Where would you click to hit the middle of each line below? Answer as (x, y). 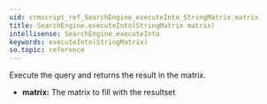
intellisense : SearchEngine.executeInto (85, 33)
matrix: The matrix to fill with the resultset (99, 93)
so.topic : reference (47, 50)
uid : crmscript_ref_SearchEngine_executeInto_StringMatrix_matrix (134, 17)
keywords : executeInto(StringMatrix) (79, 42)
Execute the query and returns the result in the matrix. (107, 75)
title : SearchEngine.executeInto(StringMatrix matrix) (112, 26)
